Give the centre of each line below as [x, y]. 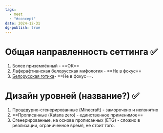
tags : [10, 10]
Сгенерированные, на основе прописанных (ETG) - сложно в [76, 120]
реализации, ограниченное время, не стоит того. [63, 125]
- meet [16, 14]
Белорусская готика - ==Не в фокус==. [53, 76]
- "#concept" [23, 19]
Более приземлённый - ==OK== [46, 66]
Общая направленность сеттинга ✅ [81, 52]
